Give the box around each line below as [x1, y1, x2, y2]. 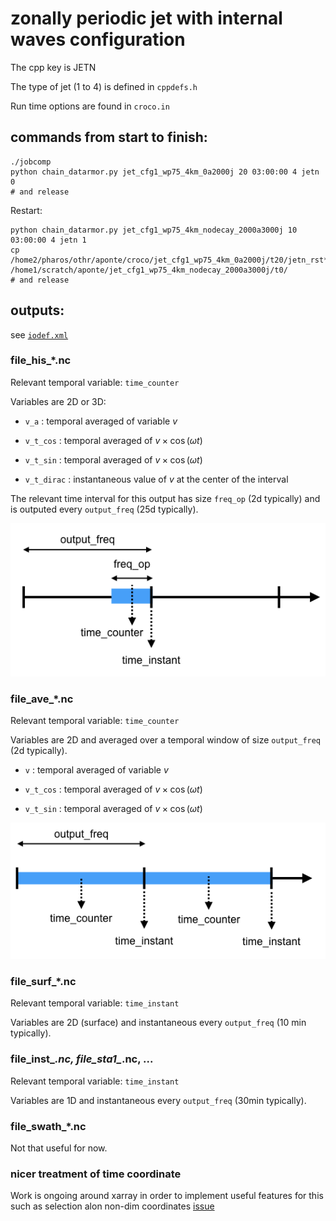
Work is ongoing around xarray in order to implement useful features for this [10, 1190, 324, 1202]
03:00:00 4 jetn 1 [10, 235, 87, 245]
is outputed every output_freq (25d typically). [10, 503, 199, 515]
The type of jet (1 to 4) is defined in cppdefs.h [10, 80, 198, 92]
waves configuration [10, 28, 186, 51]
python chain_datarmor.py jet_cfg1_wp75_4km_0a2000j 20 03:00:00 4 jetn [10, 167, 320, 177]
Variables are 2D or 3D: [10, 395, 107, 407]
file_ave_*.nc [10, 692, 74, 706]
